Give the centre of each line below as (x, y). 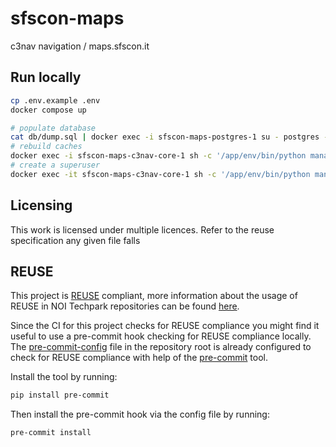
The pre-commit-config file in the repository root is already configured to (161, 347)
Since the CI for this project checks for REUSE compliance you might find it (165, 326)
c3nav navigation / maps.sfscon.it (80, 46)
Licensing (41, 205)
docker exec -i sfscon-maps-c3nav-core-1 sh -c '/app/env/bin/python (158, 156)
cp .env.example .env (55, 100)
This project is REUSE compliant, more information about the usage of (154, 296)
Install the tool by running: (64, 377)
